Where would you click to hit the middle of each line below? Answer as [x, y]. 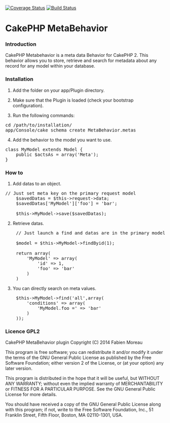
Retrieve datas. [28, 223]
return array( [33, 253]
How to [14, 173]
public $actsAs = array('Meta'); [57, 154]
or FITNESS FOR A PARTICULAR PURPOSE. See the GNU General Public [80, 389]
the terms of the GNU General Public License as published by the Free [78, 357]
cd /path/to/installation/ [39, 125]
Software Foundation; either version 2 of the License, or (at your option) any [84, 363]
